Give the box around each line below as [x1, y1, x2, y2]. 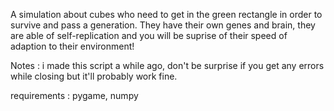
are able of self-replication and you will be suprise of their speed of [10, 30, 288, 41]
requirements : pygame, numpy [10, 90, 139, 101]
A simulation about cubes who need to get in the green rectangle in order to [10, 9, 323, 20]
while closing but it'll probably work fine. [10, 70, 178, 82]
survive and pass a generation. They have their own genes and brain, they [10, 19, 316, 31]
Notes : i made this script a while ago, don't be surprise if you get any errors [10, 60, 325, 71]
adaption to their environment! [10, 40, 135, 52]
